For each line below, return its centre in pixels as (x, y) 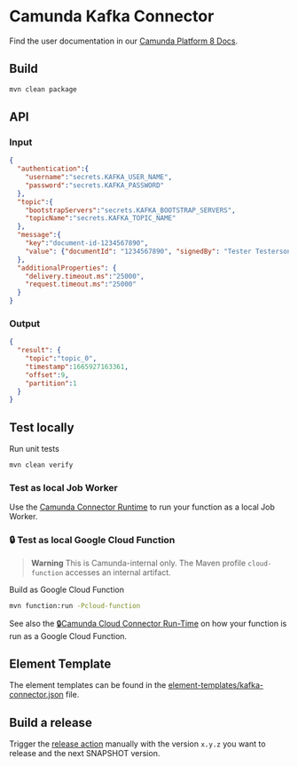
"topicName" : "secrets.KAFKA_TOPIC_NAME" (101, 218)
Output (25, 323)
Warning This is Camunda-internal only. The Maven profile (138, 563)
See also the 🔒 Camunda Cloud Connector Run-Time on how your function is (148, 623)
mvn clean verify (41, 465)
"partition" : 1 (51, 383)
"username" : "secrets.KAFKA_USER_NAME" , (99, 178)
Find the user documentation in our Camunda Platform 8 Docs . (124, 41)
